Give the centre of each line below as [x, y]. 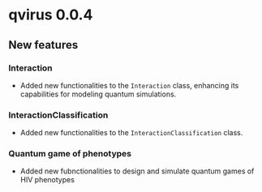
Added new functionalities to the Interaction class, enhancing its [129, 85]
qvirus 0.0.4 [51, 15]
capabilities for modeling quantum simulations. [98, 94]
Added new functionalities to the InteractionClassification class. [131, 133]
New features [43, 45]
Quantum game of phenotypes [70, 154]
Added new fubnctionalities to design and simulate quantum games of [137, 171]
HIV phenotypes [47, 180]
